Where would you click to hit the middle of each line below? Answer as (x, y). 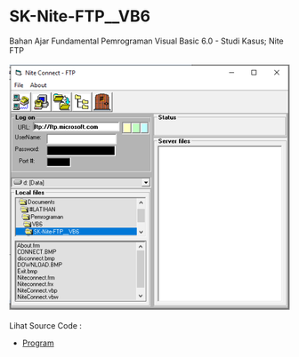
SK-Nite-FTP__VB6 (80, 16)
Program (38, 343)
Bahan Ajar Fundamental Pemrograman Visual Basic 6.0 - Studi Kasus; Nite (147, 41)
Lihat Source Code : (46, 326)
